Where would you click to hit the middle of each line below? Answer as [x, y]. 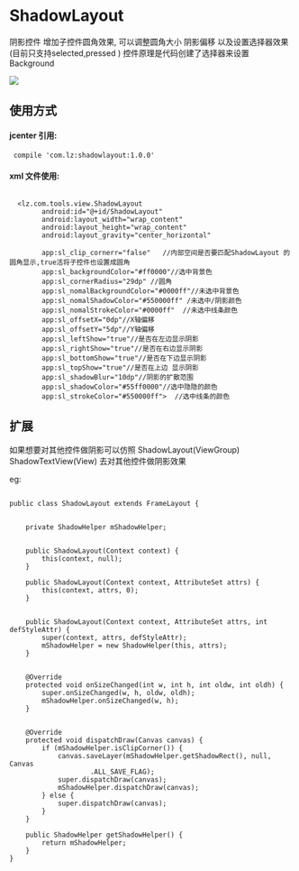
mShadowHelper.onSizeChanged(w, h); [110, 701]
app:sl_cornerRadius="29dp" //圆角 [107, 281]
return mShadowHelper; [84, 843]
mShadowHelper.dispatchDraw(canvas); [128, 787]
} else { [58, 795]
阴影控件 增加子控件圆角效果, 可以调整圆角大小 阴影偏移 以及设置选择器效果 [149, 41]
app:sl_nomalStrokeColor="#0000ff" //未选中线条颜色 [140, 310]
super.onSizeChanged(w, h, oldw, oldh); [118, 692]
